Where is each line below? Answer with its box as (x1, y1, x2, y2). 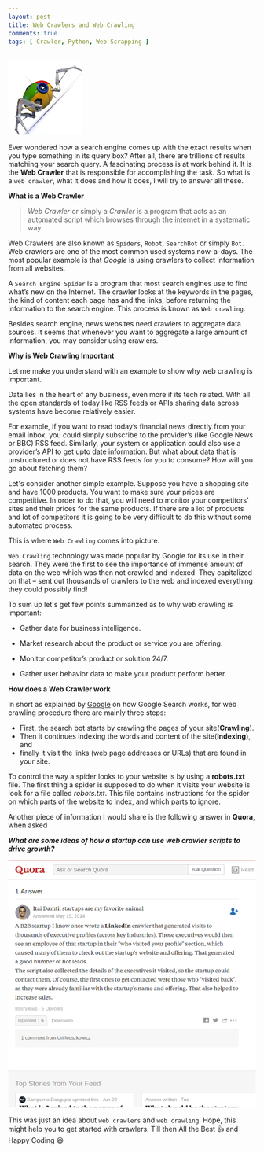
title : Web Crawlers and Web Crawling (8, 20, 135, 29)
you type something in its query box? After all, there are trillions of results (8, 151, 246, 160)
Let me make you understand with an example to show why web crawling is (8, 367, 253, 376)
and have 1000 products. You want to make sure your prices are (8, 488, 215, 497)
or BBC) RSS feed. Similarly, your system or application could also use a (8, 439, 241, 448)
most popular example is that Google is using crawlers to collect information (8, 256, 255, 265)
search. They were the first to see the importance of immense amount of (8, 559, 244, 569)
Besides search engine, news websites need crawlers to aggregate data (8, 319, 242, 329)
